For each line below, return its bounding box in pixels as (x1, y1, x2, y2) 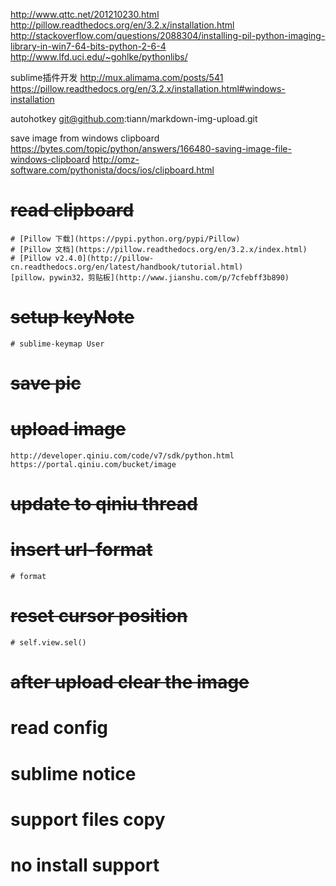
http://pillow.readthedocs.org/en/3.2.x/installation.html (10, 19, 235, 31)
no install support (10, 854, 160, 876)
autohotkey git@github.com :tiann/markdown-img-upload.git (10, 113, 258, 124)
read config (10, 717, 108, 739)
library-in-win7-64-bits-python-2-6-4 (10, 40, 167, 52)
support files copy (10, 808, 166, 831)
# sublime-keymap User (10, 339, 105, 349)
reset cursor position (10, 605, 188, 628)
